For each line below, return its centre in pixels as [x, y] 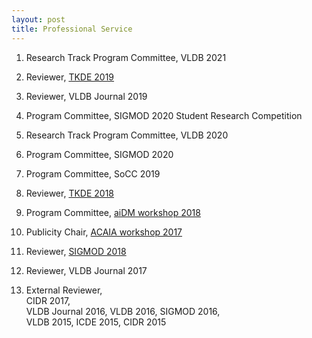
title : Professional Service [72, 29]
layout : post [38, 19]
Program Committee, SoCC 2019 [93, 173]
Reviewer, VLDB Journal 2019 [86, 96]
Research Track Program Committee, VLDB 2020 [127, 135]
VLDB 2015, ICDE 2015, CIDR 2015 [96, 322]
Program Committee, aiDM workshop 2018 [113, 212]
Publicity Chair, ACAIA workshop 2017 [104, 232]
